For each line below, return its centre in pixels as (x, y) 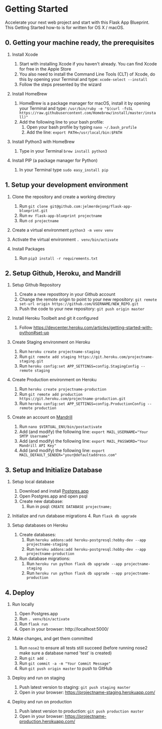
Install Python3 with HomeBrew (43, 141)
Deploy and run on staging (38, 678)
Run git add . (34, 658)
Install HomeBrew (29, 93)
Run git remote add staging (48, 357)
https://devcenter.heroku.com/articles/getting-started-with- (93, 327)
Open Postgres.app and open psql (53, 496)
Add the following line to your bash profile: (61, 122)
